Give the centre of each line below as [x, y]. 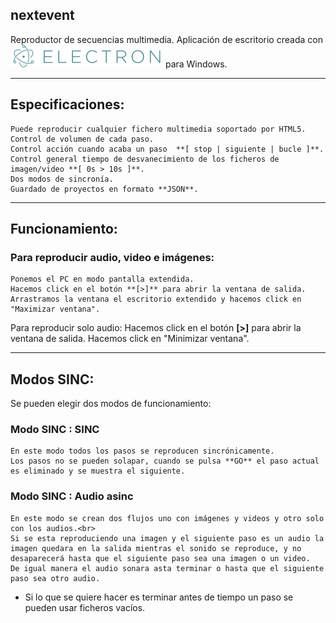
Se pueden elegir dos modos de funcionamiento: [111, 404]
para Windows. [196, 64]
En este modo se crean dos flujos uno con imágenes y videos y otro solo [167, 518]
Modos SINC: [52, 379]
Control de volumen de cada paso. [82, 139]
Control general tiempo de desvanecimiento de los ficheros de [145, 159]
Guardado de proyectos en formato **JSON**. [104, 189]
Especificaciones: [67, 104]
